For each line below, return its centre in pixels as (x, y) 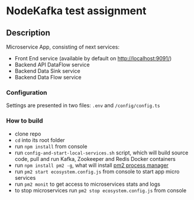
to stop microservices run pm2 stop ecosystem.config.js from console (101, 190)
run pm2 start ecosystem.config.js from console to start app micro (97, 171)
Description (28, 33)
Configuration (27, 92)
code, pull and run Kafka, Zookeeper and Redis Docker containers (95, 159)
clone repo (28, 134)
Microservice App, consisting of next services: (63, 47)
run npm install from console (51, 146)
